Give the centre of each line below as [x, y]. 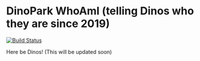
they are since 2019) [58, 24]
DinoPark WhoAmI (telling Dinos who [100, 11]
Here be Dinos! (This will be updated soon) [59, 51]
